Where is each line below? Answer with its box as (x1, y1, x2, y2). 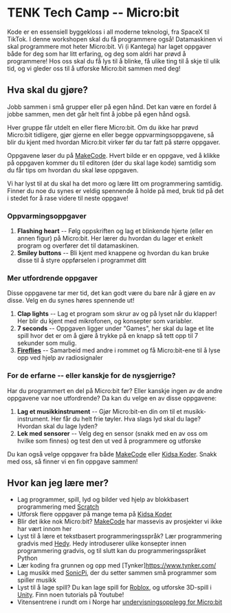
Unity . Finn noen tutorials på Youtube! (16, 591, 124, 599)
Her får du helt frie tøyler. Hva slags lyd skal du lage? (51, 414, 201, 423)
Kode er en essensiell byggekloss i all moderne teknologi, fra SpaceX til (7, 28, 210, 36)
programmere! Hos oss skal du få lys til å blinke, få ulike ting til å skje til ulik (7, 57, 221, 65)
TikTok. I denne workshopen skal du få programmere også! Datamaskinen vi (7, 34, 223, 43)
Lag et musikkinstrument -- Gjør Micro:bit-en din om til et (16, 407, 182, 415)
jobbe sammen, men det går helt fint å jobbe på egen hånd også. (7, 110, 191, 118)
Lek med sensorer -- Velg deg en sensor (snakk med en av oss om (16, 429, 208, 437)
